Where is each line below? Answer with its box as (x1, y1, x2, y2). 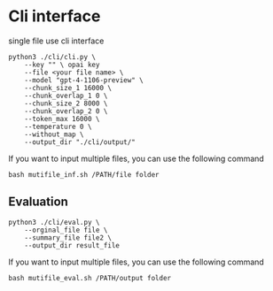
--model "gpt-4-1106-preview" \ (24, 75, 144, 85)
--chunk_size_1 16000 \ (24, 83, 113, 92)
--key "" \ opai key (24, 60, 100, 69)
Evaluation (8, 195, 68, 210)
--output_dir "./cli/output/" (24, 137, 136, 147)
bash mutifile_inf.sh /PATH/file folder (8, 170, 160, 179)
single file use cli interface (8, 35, 105, 46)
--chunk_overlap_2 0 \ (24, 106, 108, 116)
